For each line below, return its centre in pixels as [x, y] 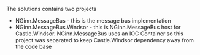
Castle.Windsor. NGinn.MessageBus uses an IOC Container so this [99, 34]
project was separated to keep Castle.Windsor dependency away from [105, 40]
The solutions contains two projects [52, 9]
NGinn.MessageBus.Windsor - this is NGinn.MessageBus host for [98, 27]
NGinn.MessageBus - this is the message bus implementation [93, 20]
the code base [33, 46]
